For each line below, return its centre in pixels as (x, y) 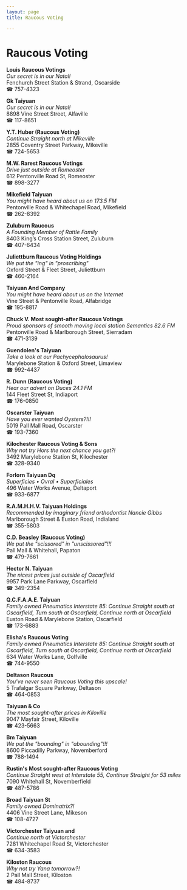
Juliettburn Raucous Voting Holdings (54, 257)
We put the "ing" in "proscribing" (48, 263)
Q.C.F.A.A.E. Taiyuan (33, 600)
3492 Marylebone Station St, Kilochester (57, 457)
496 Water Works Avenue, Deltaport (52, 488)
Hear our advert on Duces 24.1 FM (49, 388)
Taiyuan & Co (23, 706)
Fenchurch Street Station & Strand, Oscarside (63, 83)
